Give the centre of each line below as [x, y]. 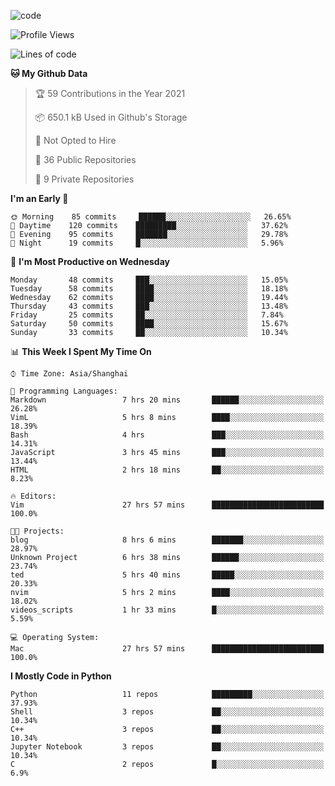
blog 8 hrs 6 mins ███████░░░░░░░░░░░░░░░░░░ [167, 540]
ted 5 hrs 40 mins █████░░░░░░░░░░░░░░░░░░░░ [167, 575]
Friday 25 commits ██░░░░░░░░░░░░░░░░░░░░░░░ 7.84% [147, 315]
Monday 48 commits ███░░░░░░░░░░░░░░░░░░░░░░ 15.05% [149, 280]
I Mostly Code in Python [61, 676]
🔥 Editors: [33, 496]
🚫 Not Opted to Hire [75, 140]
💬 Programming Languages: [64, 391]
